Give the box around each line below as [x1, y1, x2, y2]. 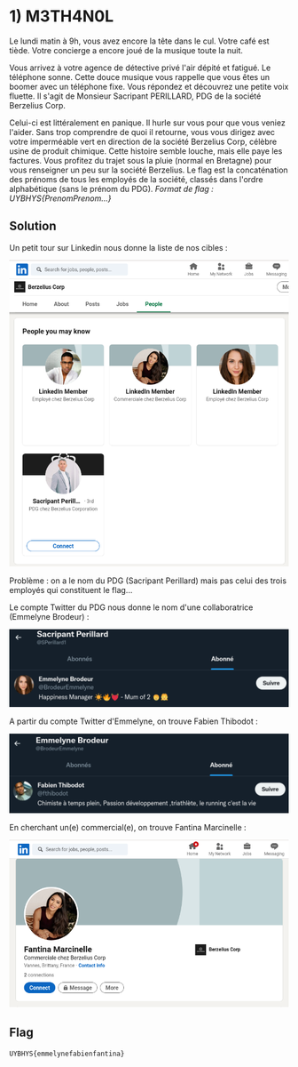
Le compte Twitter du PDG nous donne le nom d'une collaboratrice [9, 602, 254, 613]
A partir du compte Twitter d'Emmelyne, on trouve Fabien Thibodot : [9, 716, 259, 726]
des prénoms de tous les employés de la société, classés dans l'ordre [9, 173, 263, 184]
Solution [9, 219, 57, 234]
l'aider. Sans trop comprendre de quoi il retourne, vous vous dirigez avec [9, 126, 276, 137]
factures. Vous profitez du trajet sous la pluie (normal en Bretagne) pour [9, 155, 272, 165]
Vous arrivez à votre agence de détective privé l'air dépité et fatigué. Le [9, 62, 271, 73]
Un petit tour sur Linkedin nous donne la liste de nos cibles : [9, 242, 228, 253]
